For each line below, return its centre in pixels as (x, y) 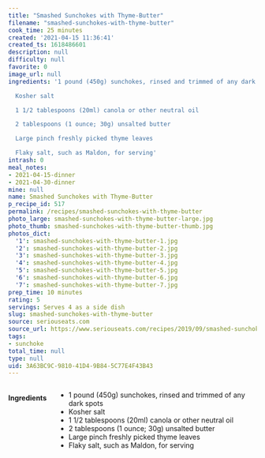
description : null (38, 52)
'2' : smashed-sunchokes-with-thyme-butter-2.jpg (97, 248)
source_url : (28, 329)
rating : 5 (24, 300)
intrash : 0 (26, 160)
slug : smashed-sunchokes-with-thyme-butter (81, 314)
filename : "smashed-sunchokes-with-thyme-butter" (91, 23)
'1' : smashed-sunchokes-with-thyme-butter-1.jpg (97, 241)
